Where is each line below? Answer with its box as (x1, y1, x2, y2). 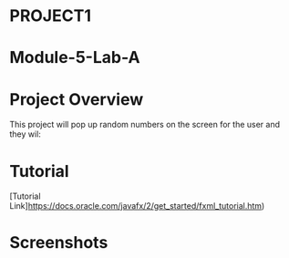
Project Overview (9, 88, 144, 109)
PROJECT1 (9, 5, 91, 26)
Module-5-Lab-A (9, 47, 141, 68)
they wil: (9, 129, 41, 139)
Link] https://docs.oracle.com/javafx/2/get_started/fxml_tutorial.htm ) (9, 201, 265, 212)
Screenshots (9, 232, 108, 253)
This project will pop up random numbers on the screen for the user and (9, 119, 281, 130)
